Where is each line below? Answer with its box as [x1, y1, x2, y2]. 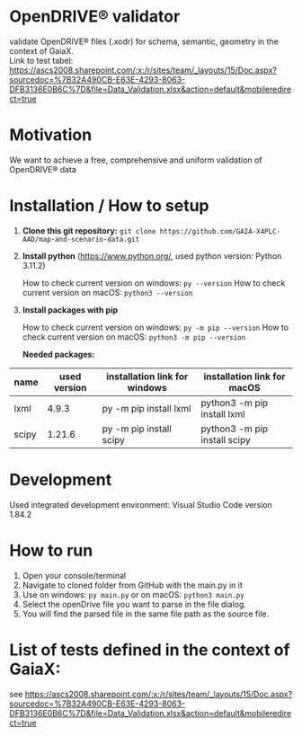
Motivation [9, 125, 93, 146]
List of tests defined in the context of [9, 640, 290, 660]
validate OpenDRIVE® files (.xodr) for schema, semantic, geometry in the [9, 36, 279, 47]
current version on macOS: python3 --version [22, 287, 193, 297]
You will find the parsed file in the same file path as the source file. [22, 608, 270, 619]
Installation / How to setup [9, 196, 209, 217]
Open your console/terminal [22, 570, 127, 581]
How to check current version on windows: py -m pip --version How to [22, 322, 289, 333]
